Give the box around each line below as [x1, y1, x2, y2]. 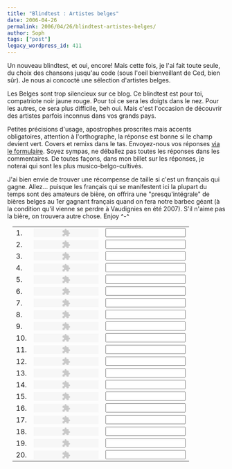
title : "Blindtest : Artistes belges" [7, 10, 119, 17]
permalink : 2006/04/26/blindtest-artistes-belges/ [7, 23, 157, 30]
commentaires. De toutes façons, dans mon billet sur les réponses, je [7, 154, 204, 163]
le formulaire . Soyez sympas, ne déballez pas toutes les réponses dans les [7, 147, 220, 155]
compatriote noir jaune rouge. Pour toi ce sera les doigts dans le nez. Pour [7, 97, 220, 105]
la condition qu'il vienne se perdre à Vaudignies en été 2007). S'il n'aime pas [7, 205, 226, 213]
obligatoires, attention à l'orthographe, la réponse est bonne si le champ [7, 132, 213, 141]
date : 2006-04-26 [7, 17, 57, 24]
